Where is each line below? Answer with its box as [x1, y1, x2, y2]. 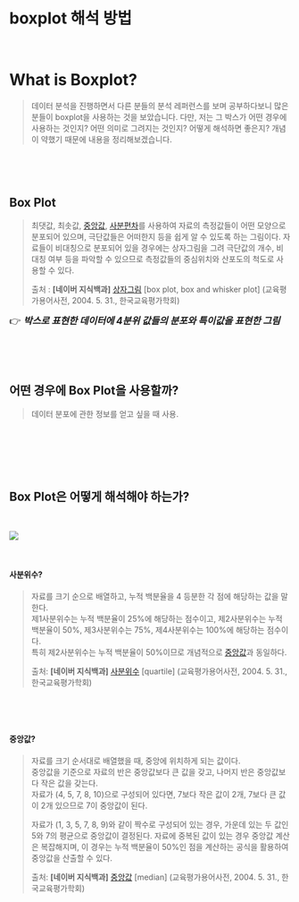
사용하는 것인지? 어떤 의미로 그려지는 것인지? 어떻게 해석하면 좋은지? [30, 123, 270, 133]
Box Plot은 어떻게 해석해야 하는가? [9, 489, 190, 504]
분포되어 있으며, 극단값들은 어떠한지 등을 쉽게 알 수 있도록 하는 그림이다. [30, 231, 281, 242]
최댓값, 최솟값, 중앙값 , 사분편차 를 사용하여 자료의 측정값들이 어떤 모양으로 [30, 220, 287, 231]
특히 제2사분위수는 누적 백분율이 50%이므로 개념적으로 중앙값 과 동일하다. [30, 646, 287, 658]
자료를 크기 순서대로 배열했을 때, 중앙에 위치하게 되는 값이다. [30, 755, 241, 766]
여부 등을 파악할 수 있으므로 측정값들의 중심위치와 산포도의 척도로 [47, 253, 275, 264]
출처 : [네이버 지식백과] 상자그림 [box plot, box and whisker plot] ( [30, 284, 266, 294]
